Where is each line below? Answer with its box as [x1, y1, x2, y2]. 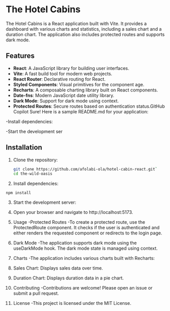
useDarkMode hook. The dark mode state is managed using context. [13, 245, 158, 251]
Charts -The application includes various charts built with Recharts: [13, 255, 155, 261]
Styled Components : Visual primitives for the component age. [13, 81, 144, 87]
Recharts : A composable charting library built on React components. [13, 87, 158, 93]
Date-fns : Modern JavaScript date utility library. [13, 92, 114, 98]
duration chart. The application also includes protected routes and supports [6, 31, 165, 37]
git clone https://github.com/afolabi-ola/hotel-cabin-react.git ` [13, 166, 158, 172]
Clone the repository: [13, 157, 58, 163]
